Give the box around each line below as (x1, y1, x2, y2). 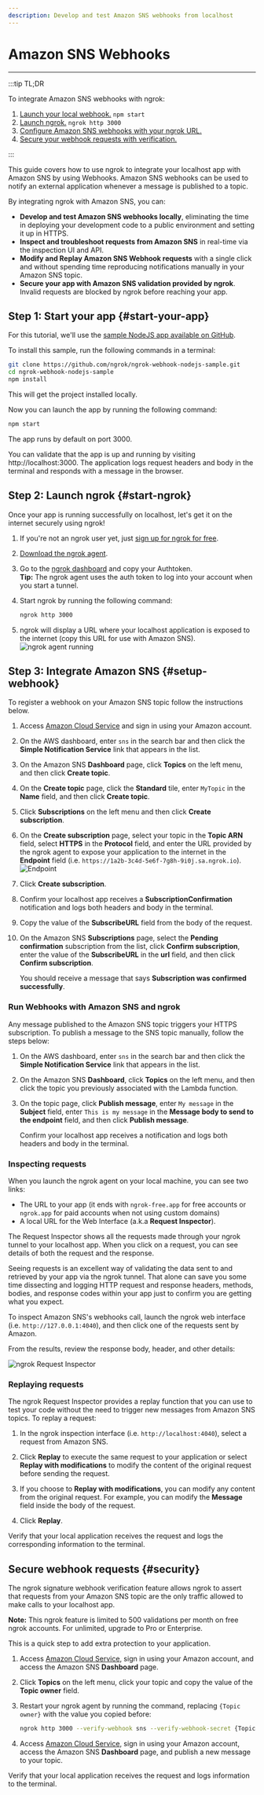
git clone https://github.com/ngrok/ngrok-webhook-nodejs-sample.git (8, 361, 241, 369)
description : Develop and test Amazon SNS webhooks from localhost (8, 11, 234, 20)
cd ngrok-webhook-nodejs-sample (8, 368, 114, 376)
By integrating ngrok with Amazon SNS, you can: (8, 196, 167, 206)
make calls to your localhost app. (8, 1600, 115, 1610)
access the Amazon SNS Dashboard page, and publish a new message (19, 1747, 251, 1757)
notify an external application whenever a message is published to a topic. (8, 181, 249, 191)
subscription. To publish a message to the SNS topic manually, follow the (8, 1028, 244, 1037)
